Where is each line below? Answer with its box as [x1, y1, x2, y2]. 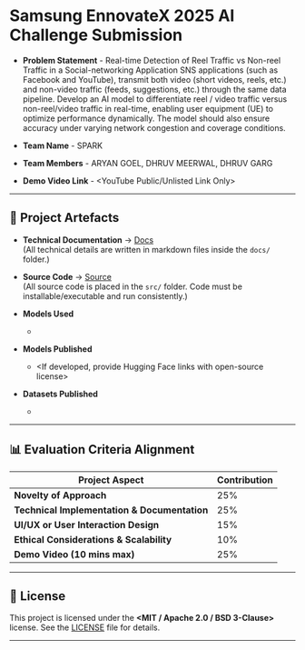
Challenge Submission [9, 25, 183, 45]
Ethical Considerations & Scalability [14, 533, 172, 545]
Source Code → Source [22, 271, 112, 282]
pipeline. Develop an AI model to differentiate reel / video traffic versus [22, 93, 288, 105]
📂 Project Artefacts [9, 210, 120, 225]
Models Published [22, 343, 93, 355]
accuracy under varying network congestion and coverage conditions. [22, 122, 286, 133]
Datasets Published [22, 388, 98, 399]
